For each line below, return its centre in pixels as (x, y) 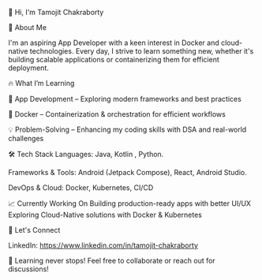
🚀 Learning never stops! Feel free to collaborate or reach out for (112, 261)
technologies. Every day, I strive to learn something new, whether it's (142, 51)
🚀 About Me (28, 27)
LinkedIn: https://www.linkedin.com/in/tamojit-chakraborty (103, 245)
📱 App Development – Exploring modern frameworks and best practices (125, 99)
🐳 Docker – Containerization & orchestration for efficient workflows (117, 114)
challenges (26, 138)
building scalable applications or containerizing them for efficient (114, 60)
